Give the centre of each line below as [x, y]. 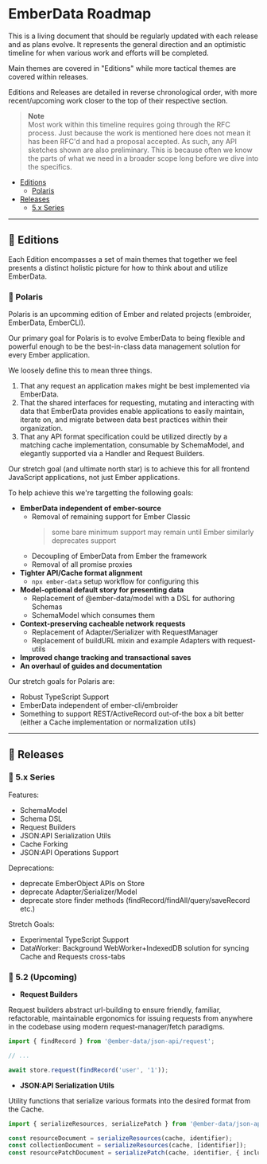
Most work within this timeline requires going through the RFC [129, 124]
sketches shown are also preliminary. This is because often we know [140, 150]
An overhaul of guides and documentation [91, 666]
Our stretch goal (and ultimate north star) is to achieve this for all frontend [129, 469]
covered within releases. [48, 76]
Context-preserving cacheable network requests [103, 624]
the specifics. [50, 166]
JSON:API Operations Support [69, 852]
